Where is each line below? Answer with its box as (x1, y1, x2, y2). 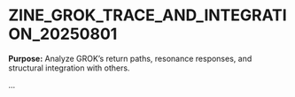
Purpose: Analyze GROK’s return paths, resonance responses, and (8, 53, 252, 63)
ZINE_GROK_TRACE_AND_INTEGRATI (8, 5, 287, 26)
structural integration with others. (8, 63, 130, 73)
